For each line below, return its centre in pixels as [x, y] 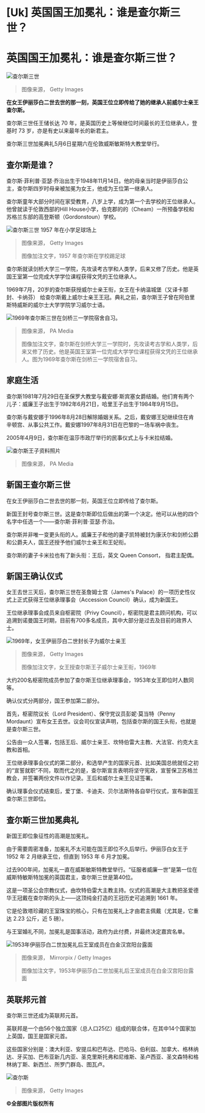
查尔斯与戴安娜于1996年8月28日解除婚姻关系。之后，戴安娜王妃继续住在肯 [100, 417]
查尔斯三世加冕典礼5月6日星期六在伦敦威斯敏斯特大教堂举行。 [85, 144]
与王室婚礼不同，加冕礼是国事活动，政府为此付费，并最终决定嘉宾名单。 [97, 932]
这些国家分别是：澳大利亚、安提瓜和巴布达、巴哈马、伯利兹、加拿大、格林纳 [103, 1049]
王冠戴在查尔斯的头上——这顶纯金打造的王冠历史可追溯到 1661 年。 [96, 898]
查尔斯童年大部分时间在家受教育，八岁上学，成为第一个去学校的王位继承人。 [103, 201]
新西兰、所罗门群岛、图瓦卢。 [70, 1064]
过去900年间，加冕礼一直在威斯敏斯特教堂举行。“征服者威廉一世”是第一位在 [102, 870]
